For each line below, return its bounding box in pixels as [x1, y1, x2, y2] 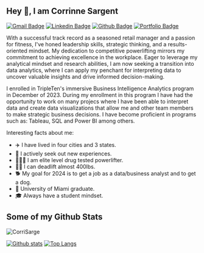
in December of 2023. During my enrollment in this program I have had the [6, 91, 193, 98]
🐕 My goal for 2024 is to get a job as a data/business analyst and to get [15, 169, 196, 177]
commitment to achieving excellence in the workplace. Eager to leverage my [6, 53, 198, 61]
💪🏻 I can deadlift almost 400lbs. [15, 163, 96, 170]
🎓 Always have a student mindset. [15, 191, 104, 199]
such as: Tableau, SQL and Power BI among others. [6, 117, 135, 124]
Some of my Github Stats [6, 212, 103, 223]
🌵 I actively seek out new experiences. [15, 150, 112, 157]
